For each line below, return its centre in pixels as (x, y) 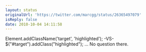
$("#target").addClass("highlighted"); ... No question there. (67, 44)
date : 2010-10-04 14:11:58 (34, 24)
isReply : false (21, 19)
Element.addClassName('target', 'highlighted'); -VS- (60, 39)
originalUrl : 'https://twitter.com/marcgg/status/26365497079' (74, 15)
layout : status (21, 10)
